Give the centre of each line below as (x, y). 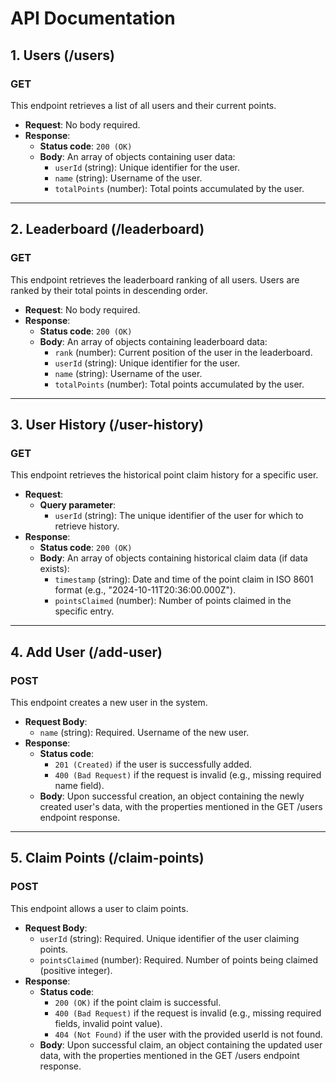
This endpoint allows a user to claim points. (99, 908)
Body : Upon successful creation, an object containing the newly (172, 796)
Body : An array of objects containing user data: (137, 156)
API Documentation (93, 18)
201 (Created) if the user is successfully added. (153, 764)
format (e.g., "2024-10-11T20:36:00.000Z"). (145, 590)
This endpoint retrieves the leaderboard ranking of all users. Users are (155, 279)
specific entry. (84, 611)
